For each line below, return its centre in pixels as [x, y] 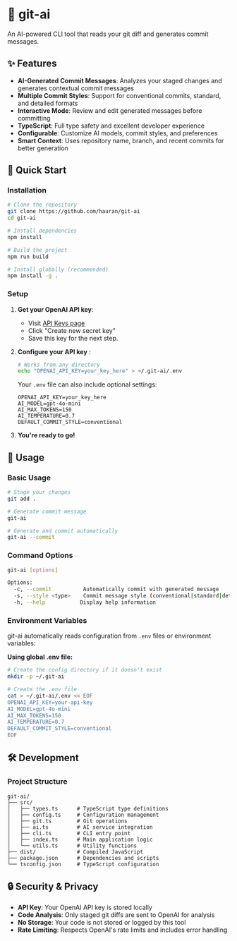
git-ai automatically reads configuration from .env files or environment [109, 636]
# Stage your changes [39, 492]
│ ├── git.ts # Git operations [68, 821]
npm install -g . [33, 276]
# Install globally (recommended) [58, 269]
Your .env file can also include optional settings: [87, 384]
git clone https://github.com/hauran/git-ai [74, 212]
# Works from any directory [59, 365]
